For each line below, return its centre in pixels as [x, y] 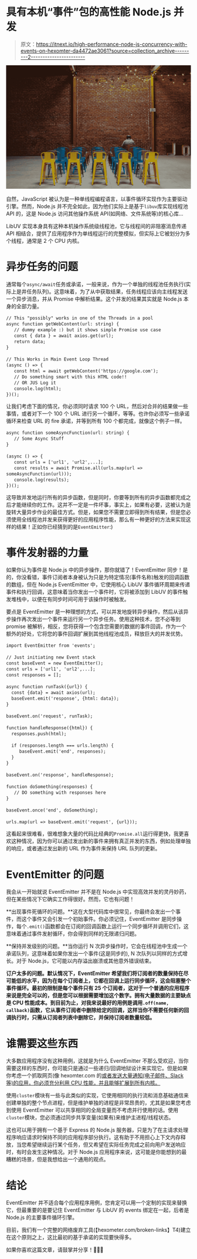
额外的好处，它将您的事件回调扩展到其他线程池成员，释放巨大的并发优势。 [96, 634]
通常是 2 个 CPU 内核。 [54, 241]
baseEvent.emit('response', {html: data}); [65, 699]
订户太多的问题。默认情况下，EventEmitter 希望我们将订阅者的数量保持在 [95, 973]
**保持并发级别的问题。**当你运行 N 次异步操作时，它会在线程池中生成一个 [97, 946]
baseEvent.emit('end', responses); [63, 752]
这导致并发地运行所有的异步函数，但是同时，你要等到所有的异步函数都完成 [96, 497]
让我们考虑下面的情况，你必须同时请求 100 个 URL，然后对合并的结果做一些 [97, 406]
